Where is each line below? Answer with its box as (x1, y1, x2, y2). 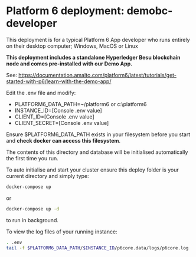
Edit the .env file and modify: (6, 89, 76, 96)
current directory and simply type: (6, 172, 90, 179)
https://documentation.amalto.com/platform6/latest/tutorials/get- (18, 71, 177, 78)
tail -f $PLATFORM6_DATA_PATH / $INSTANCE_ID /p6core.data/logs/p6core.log (6, 245, 189, 251)
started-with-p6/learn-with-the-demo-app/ (6, 78, 112, 85)
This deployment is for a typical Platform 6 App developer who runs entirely (6, 36, 190, 43)
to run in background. (6, 216, 59, 223)
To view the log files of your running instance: (6, 228, 117, 235)
